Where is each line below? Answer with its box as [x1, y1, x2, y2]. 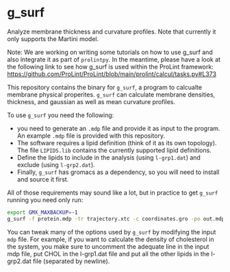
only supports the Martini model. [7, 34, 99, 42]
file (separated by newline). [33, 257, 110, 265]
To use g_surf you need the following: [7, 111, 114, 119]
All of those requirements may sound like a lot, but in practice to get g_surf [7, 188, 218, 197]
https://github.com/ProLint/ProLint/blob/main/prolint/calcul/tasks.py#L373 [7, 70, 217, 78]
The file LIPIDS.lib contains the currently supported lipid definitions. [16, 146, 212, 154]
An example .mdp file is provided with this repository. [16, 132, 166, 140]
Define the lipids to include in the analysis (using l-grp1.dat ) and [16, 153, 201, 162]
